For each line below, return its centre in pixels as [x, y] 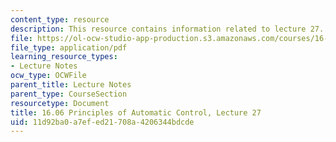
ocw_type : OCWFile [48, 76]
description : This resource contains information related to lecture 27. [167, 29]
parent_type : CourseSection [69, 94]
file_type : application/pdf [69, 47]
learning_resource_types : [64, 57]
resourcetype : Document [60, 103]
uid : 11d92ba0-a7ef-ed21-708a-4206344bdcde [102, 122]
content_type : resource [60, 19]
